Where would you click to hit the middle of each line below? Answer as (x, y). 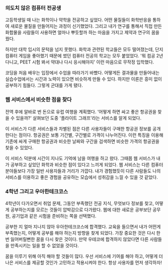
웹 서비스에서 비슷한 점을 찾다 (38, 100)
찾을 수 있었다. (19, 148)
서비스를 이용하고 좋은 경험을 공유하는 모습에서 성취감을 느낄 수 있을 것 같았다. (82, 177)
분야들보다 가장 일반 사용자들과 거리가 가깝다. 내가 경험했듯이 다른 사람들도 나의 (83, 171)
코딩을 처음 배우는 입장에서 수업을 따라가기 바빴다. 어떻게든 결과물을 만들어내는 (82, 73)
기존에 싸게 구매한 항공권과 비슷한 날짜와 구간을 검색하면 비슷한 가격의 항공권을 (82, 141)
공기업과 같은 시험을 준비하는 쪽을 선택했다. (54, 216)
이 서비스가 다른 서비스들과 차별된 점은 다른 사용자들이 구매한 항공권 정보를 (78, 128)
